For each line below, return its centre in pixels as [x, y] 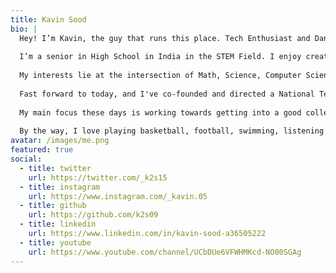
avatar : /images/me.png [60, 141]
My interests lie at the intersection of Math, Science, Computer [160, 76]
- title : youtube [55, 242]
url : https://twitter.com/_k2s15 [98, 177]
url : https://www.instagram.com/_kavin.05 [118, 196]
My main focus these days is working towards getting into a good [160, 112]
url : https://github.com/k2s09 [93, 215]
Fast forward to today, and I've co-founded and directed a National [167, 94]
